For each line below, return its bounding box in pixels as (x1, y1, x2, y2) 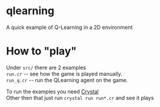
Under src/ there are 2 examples (6, 64, 86, 71)
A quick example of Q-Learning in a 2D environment (6, 24, 133, 31)
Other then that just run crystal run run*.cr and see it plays (6, 94, 154, 101)
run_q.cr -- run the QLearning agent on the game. (6, 76, 128, 83)
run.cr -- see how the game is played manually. (6, 70, 123, 77)
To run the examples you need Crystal (6, 87, 99, 95)
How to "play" (6, 44, 77, 58)
